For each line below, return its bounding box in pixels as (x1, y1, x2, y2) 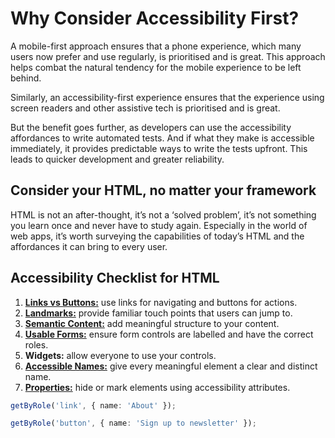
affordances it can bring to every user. (10, 240, 168, 252)
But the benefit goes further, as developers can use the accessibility (10, 121, 292, 133)
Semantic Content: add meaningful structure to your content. (24, 317, 280, 329)
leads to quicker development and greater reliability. (10, 153, 225, 165)
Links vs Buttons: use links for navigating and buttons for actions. (24, 296, 298, 308)
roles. (24, 338, 49, 351)
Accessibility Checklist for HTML (10, 270, 220, 287)
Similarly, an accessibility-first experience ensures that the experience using (10, 91, 325, 103)
